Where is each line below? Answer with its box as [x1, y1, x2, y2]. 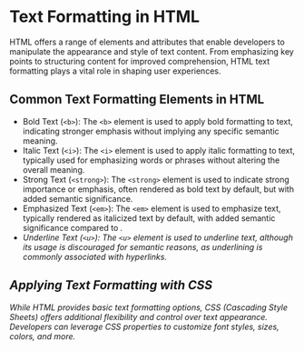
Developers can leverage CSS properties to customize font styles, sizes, [9, 321, 279, 332]
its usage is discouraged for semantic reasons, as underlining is [22, 241, 263, 252]
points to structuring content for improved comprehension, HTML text [9, 55, 270, 66]
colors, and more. [9, 330, 76, 342]
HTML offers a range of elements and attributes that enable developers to [9, 36, 286, 47]
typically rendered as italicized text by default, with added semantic [22, 212, 276, 224]
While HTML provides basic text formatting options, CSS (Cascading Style [9, 302, 289, 313]
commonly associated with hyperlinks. [22, 251, 168, 262]
